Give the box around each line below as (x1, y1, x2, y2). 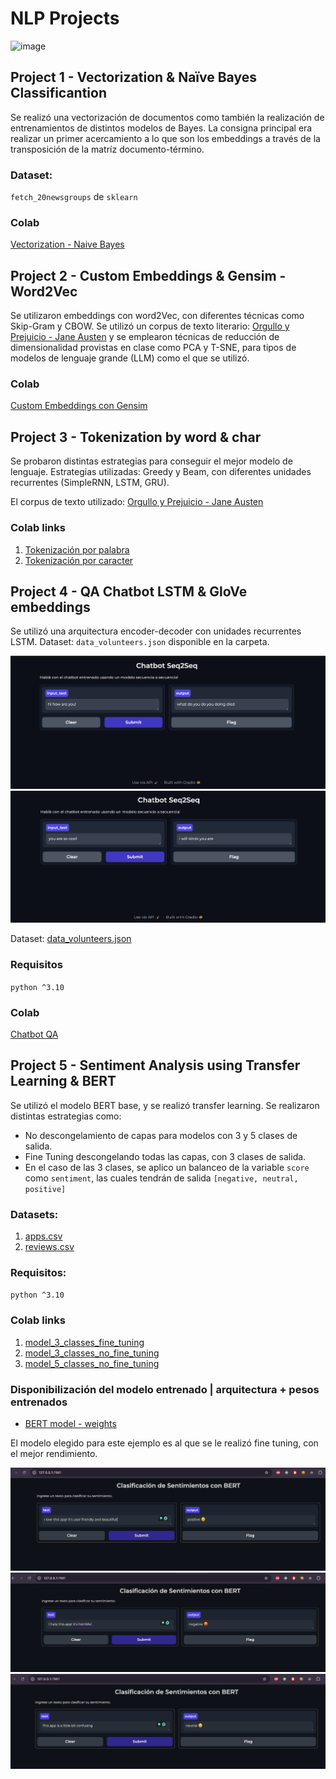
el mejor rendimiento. (10, 1447, 98, 1459)
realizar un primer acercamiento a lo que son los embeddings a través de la (10, 132, 321, 144)
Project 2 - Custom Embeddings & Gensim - (10, 267, 287, 284)
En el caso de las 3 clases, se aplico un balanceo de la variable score (24, 1161, 310, 1173)
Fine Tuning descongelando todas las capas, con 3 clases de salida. (24, 1150, 307, 1162)
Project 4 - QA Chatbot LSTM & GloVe (10, 583, 248, 600)
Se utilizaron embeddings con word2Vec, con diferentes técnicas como (10, 310, 305, 322)
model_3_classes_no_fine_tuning (24, 1347, 160, 1359)
